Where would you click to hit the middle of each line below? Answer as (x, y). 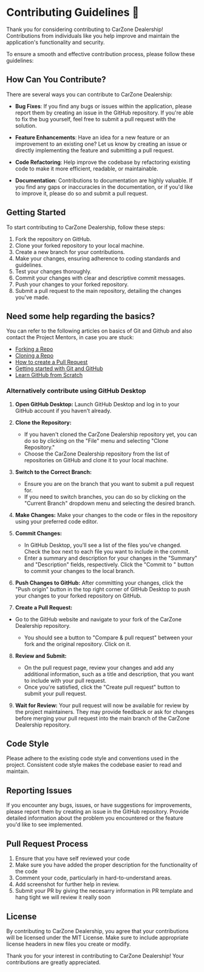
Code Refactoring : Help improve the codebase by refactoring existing (103, 162)
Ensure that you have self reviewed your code (72, 859)
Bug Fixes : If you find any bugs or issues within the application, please (104, 106)
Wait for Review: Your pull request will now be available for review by (102, 705)
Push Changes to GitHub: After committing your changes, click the (99, 583)
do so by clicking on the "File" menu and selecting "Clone (96, 440)
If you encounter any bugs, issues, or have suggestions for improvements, (99, 805)
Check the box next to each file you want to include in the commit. (107, 551)
